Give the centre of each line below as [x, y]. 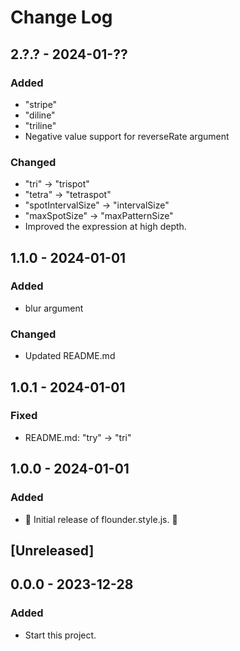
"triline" [40, 125]
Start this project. [60, 635]
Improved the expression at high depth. [105, 227]
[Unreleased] [52, 550]
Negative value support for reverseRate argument [127, 136]
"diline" [40, 115]
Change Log [61, 17]
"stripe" [41, 104]
